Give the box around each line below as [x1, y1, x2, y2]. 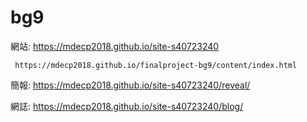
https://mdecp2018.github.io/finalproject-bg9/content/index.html [14, 60, 298, 70]
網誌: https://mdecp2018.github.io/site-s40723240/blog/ [10, 100, 244, 112]
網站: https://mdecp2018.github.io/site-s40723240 [10, 40, 220, 52]
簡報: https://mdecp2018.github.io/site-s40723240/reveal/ [10, 79, 251, 91]
